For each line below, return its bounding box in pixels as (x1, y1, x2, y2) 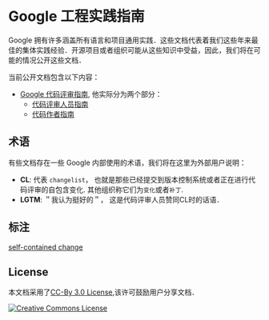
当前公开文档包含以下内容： (8, 72, 100, 82)
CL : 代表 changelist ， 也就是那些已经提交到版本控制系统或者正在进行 (19, 174, 249, 184)
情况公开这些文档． (22, 55, 86, 65)
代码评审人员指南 (31, 99, 89, 109)
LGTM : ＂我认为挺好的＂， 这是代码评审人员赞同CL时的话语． (19, 194, 224, 204)
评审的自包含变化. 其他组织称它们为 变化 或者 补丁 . (26, 185, 184, 194)
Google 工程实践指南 (8, 7, 145, 26)
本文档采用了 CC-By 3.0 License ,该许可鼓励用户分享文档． (8, 287, 199, 297)
